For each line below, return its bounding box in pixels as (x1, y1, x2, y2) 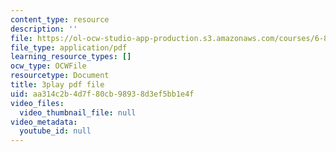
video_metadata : (10, 117, 78, 127)
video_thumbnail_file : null (19, 107, 137, 118)
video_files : (10, 98, 65, 108)
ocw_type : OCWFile (10, 61, 87, 71)
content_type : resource (10, 14, 110, 25)
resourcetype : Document (10, 71, 110, 81)
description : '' (10, 24, 78, 34)
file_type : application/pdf (10, 42, 128, 53)
